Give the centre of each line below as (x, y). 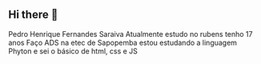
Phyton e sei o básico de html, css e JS (73, 51)
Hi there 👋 (33, 15)
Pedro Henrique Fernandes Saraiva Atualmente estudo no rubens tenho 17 (130, 34)
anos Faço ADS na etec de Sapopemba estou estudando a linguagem (123, 42)
